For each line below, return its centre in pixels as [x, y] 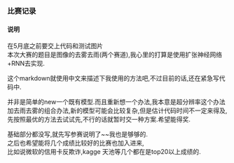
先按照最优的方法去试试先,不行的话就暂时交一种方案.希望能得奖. [99, 120]
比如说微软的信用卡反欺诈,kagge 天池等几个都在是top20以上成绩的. [104, 152]
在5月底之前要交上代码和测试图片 [55, 46]
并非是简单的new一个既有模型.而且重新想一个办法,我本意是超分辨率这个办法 [116, 102]
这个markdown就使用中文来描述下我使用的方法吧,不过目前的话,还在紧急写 [113, 78]
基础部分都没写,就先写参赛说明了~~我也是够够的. [78, 134]
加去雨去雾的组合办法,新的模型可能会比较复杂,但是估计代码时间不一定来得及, [117, 111]
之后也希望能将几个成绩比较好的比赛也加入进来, [76, 143]
